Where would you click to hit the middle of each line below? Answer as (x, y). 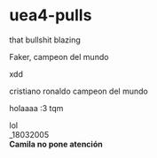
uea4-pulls (51, 15)
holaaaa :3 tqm (36, 108)
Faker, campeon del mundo (59, 56)
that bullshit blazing (45, 40)
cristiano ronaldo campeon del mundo (78, 91)
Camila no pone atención (56, 144)
